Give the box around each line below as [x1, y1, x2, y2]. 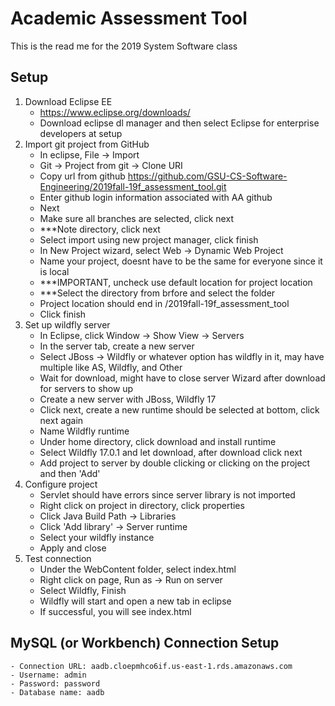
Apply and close [39, 542, 107, 554]
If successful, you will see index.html [39, 605, 192, 617]
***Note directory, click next [39, 223, 161, 235]
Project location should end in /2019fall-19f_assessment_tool [39, 297, 290, 309]
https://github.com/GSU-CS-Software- [127, 170, 288, 182]
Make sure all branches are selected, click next [39, 212, 234, 224]
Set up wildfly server [24, 318, 111, 331]
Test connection [24, 552, 92, 564]
